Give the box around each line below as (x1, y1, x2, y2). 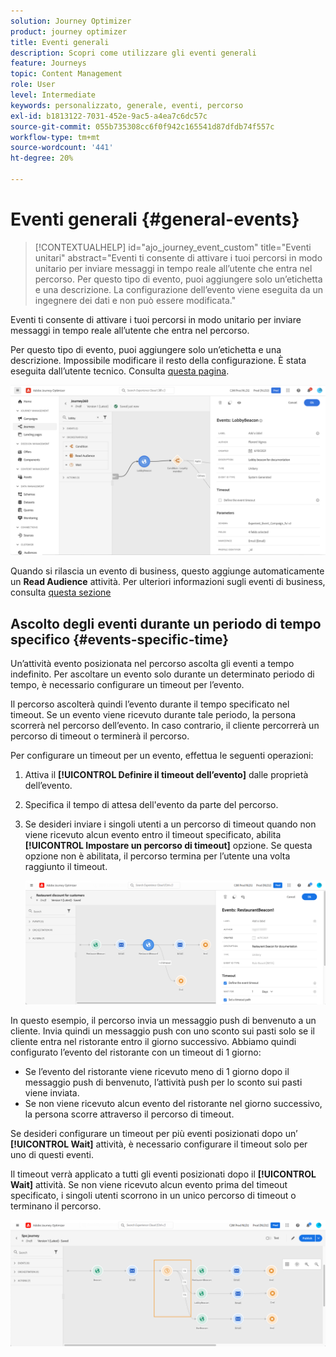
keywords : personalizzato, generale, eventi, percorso (10, 100, 244, 110)
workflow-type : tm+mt (10, 132, 101, 142)
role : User (10, 80, 56, 90)
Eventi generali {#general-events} (10, 208, 300, 231)
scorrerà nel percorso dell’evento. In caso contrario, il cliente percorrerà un (10, 720, 320, 732)
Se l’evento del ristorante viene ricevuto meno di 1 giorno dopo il (24, 1065, 290, 1077)
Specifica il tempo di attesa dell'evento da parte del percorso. (24, 799, 279, 811)
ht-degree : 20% (10, 153, 74, 164)
